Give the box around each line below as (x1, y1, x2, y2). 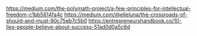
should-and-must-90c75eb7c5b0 (6, 17, 87, 24)
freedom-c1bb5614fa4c (6, 11, 64, 18)
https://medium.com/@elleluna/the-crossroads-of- (64, 11, 188, 18)
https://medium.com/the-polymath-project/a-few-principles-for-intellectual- (6, 5, 191, 12)
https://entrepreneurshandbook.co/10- (88, 17, 182, 24)
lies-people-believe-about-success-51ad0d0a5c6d (6, 23, 131, 30)
